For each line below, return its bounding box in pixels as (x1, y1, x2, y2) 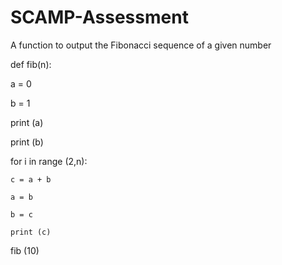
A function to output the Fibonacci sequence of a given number (10, 39, 272, 51)
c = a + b (10, 174, 52, 185)
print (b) (10, 136, 44, 148)
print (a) (10, 116, 44, 128)
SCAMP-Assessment (10, 6, 189, 29)
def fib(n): (10, 58, 52, 70)
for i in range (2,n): (10, 155, 88, 167)
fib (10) (10, 244, 40, 256)
